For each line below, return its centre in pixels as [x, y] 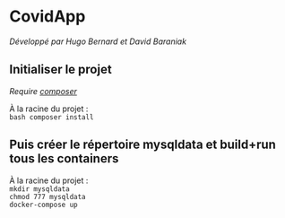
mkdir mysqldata [39, 189]
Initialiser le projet [60, 70]
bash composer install [52, 117]
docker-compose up [43, 205]
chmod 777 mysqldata [48, 196]
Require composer [43, 91]
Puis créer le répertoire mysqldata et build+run [142, 145]
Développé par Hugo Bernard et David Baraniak [98, 41]
